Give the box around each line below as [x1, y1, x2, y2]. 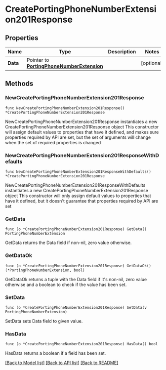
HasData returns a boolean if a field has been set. [5, 350, 106, 356]
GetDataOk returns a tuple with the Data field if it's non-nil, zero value [5, 276, 147, 282]
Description [108, 48, 136, 55]
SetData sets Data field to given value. [5, 318, 83, 324]
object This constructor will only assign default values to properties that [5, 193, 152, 199]
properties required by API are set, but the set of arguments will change [5, 134, 151, 140]
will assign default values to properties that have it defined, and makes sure [5, 129, 159, 135]
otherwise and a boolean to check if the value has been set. [5, 282, 127, 288]
